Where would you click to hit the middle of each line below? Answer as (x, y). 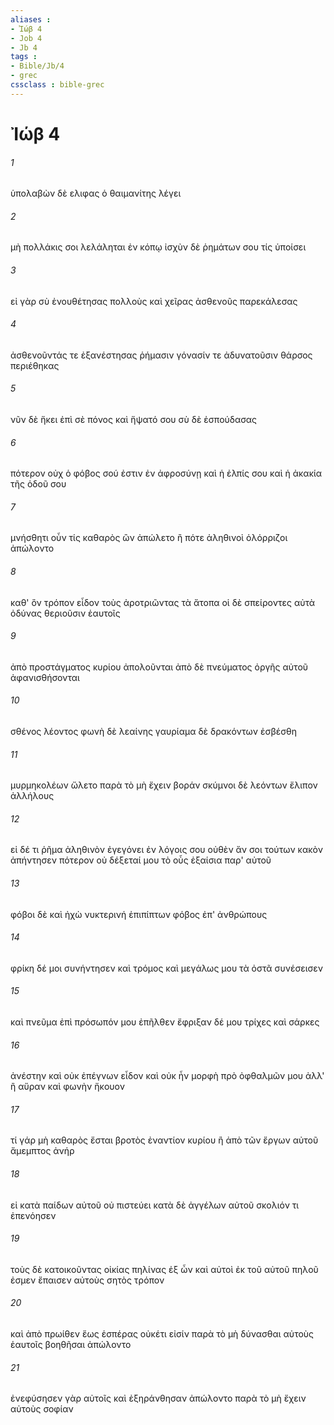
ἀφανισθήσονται (45, 677)
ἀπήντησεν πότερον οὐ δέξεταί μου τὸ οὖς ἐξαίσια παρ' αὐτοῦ (141, 860)
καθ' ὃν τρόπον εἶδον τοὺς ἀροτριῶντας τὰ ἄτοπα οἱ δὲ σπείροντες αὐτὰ (163, 602)
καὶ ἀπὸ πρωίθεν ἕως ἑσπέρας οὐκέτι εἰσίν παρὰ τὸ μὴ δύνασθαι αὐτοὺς (162, 1334)
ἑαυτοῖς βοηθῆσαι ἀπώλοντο (71, 1344)
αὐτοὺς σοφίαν (42, 1409)
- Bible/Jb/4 (37, 66)
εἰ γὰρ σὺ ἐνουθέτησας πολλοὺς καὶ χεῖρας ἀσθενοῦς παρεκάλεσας (154, 301)
